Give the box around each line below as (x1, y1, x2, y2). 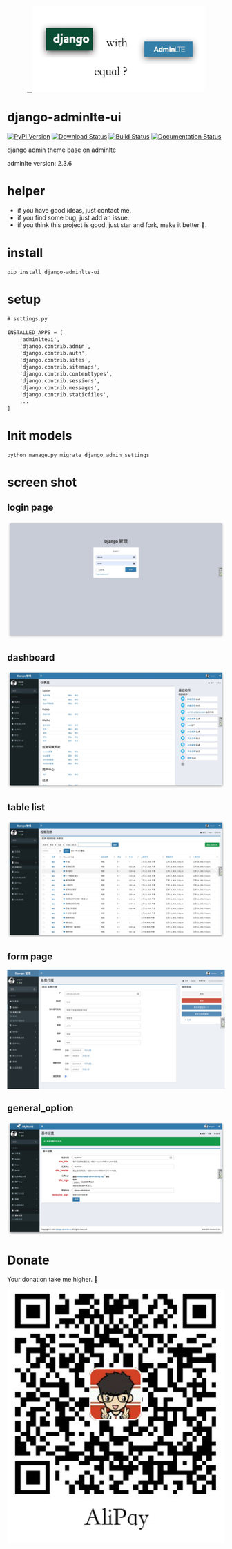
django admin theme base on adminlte (7, 146, 116, 154)
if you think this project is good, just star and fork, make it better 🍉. (17, 220, 207, 229)
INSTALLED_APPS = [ (7, 329, 64, 336)
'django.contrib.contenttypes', (19, 370, 113, 378)
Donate (7, 1252, 50, 1268)
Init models (7, 427, 72, 443)
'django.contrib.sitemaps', (19, 363, 100, 371)
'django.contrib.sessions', (19, 377, 100, 384)
